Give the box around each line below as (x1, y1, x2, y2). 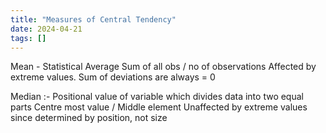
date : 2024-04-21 (10, 24, 83, 34)
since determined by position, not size (10, 112, 168, 124)
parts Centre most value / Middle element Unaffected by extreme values (10, 101, 308, 113)
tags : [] (10, 33, 47, 43)
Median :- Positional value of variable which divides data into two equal (10, 91, 304, 103)
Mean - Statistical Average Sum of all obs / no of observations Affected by (10, 61, 317, 73)
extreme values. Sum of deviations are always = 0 (10, 71, 216, 83)
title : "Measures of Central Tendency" (10, 14, 177, 25)
